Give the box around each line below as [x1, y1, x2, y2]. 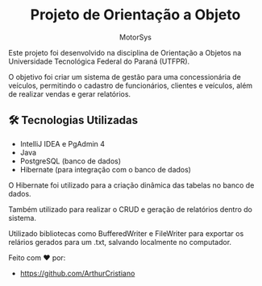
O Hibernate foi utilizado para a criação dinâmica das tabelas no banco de [8, 180, 255, 190]
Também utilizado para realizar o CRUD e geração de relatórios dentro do [8, 204, 252, 214]
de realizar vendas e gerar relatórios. [8, 89, 131, 98]
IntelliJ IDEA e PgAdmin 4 [19, 139, 106, 148]
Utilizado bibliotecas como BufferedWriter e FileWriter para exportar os [8, 228, 244, 238]
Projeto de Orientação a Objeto [30, 6, 241, 24]
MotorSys [119, 32, 152, 42]
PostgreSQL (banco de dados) [19, 155, 122, 166]
